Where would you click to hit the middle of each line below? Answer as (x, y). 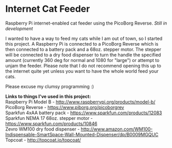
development (19, 28)
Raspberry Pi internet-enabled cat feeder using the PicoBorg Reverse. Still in (86, 23)
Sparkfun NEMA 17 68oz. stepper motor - (49, 118)
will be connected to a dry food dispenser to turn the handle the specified (83, 55)
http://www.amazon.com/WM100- (117, 129)
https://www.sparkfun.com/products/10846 (51, 123)
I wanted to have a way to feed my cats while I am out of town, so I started (84, 38)
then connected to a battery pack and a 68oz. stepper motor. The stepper (83, 49)
